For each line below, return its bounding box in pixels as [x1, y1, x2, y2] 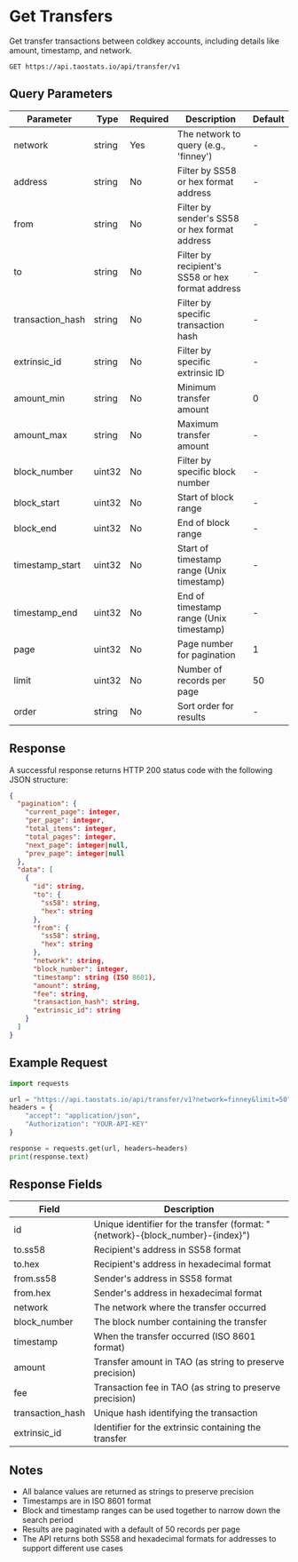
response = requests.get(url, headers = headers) [9, 1144, 189, 1152]
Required [129, 113, 169, 125]
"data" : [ [17, 865, 53, 874]
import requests [9, 1079, 69, 1088]
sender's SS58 [176, 211, 239, 224]
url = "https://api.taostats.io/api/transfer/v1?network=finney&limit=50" [9, 1095, 292, 1104]
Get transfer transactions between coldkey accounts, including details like [9, 36, 279, 46]
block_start [13, 496, 60, 508]
